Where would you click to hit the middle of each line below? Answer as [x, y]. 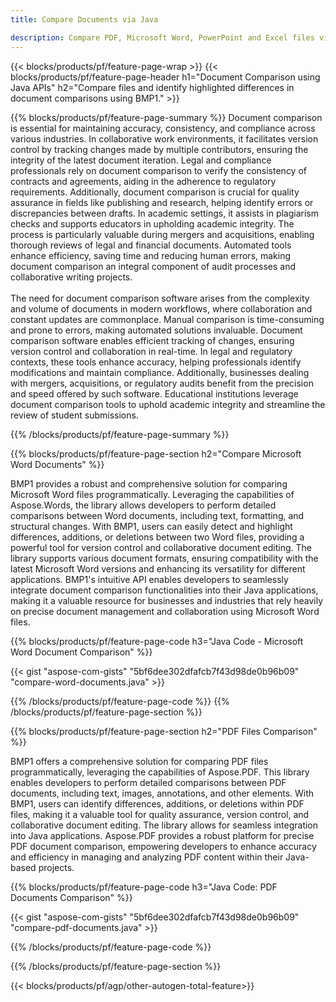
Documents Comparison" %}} [71, 897]
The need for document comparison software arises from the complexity [160, 298]
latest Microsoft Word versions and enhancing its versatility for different [158, 568]
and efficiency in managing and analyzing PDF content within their [147, 857]
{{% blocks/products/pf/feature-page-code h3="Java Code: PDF [144, 887]
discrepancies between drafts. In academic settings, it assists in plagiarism [165, 213]
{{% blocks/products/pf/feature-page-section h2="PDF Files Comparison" [164, 731]
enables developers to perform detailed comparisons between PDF [148, 782]
